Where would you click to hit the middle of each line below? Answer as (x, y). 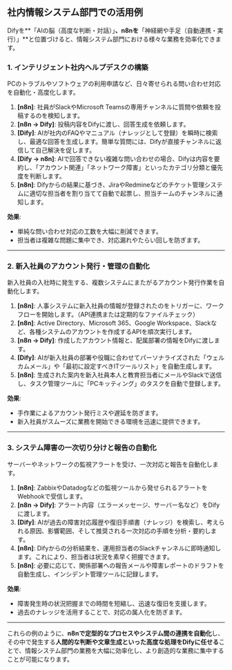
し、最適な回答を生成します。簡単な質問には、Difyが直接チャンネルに (116, 142)
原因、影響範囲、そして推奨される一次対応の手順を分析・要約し (120, 530)
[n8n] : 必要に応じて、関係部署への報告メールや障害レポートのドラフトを (120, 565)
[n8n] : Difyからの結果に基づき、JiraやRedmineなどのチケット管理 (111, 185)
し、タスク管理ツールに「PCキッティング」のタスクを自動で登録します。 (120, 384)
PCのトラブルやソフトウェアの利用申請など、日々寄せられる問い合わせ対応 (114, 84)
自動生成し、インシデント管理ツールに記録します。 (89, 574)
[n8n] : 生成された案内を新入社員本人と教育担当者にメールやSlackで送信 (119, 375)
